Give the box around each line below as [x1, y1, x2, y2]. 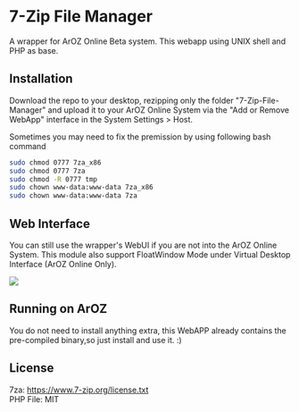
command [9, 140, 46, 151]
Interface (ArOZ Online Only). [9, 258, 118, 269]
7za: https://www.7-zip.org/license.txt [9, 384, 149, 395]
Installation [9, 71, 73, 87]
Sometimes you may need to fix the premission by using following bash [9, 131, 271, 142]
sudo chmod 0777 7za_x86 [9, 158, 102, 167]
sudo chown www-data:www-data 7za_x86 [9, 183, 154, 192]
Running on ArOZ [9, 301, 108, 316]
